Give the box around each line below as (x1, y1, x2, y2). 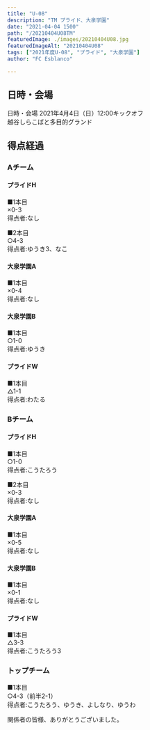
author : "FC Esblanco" (7, 56, 73, 63)
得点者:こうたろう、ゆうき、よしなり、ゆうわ (7, 700, 136, 708)
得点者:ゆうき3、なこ (7, 245, 68, 253)
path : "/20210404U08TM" (7, 29, 76, 37)
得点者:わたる (7, 395, 47, 404)
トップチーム (7, 666, 50, 676)
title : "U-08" (7, 10, 49, 17)
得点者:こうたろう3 (7, 646, 61, 655)
